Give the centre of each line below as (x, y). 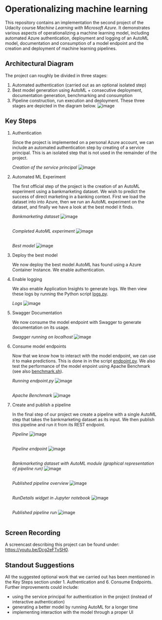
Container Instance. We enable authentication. (59, 270)
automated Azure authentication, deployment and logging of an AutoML (77, 38)
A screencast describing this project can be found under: (62, 544)
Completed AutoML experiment (44, 231)
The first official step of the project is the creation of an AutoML (76, 186)
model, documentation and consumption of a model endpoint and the (75, 43)
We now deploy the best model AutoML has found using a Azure (77, 264)
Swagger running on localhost (42, 337)
